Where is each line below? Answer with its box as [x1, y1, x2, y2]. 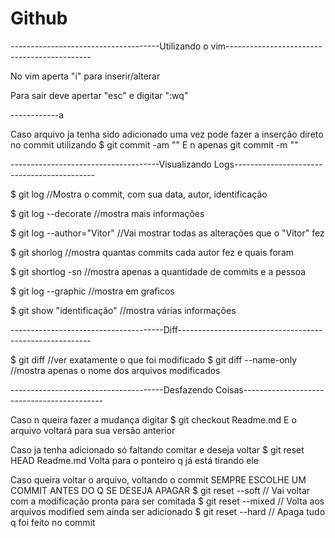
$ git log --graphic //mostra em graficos [10, 285, 175, 297]
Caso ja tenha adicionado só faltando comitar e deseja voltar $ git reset [10, 443, 305, 456]
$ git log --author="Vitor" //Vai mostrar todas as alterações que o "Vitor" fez [10, 227, 325, 239]
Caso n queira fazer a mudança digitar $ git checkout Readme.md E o [10, 413, 297, 426]
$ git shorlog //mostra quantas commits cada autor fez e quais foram [10, 246, 295, 258]
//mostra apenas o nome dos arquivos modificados [10, 364, 221, 376]
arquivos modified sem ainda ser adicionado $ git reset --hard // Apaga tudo [10, 505, 326, 517]
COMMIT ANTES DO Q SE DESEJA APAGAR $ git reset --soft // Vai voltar [10, 484, 311, 496]
